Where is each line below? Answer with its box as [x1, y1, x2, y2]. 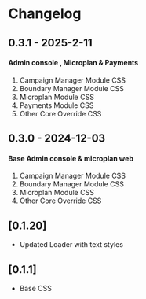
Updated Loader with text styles [19, 240, 124, 249]
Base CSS [19, 284, 53, 293]
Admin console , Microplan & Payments [8, 58, 139, 68]
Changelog [8, 5, 82, 23]
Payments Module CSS [19, 100, 94, 110]
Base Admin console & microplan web [8, 153, 133, 163]
